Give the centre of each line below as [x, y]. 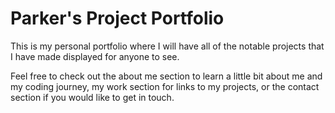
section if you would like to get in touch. [92, 97]
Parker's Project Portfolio [117, 18]
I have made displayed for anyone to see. [95, 56]
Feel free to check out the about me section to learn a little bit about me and [166, 76]
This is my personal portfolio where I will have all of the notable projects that [167, 46]
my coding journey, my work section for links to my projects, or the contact [165, 86]
